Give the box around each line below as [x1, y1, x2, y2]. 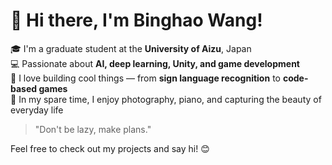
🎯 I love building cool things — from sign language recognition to [10, 72, 281, 84]
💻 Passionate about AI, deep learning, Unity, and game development [10, 57, 300, 69]
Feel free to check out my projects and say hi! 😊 [10, 142, 210, 154]
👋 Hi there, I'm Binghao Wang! [10, 9, 263, 32]
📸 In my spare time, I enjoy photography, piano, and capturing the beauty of [10, 93, 322, 105]
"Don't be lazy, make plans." [34, 123, 152, 135]
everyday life [10, 104, 64, 116]
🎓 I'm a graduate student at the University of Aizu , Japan [10, 42, 252, 54]
